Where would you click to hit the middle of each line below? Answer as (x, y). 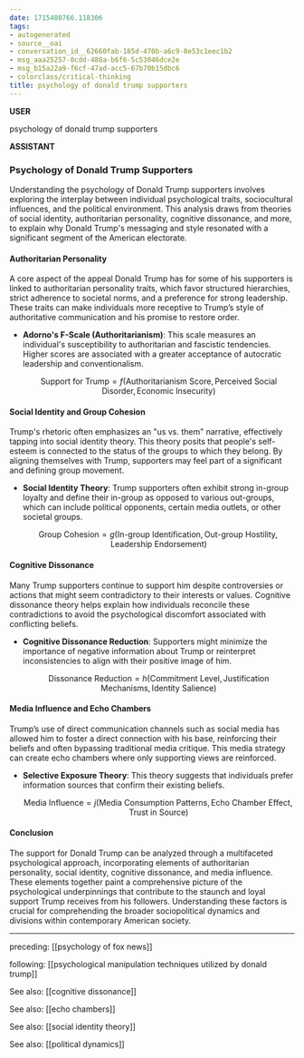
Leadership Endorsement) (159, 544)
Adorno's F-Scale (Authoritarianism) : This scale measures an (139, 335)
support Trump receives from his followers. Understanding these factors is (148, 901)
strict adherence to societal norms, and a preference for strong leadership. (148, 298)
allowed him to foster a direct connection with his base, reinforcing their (143, 738)
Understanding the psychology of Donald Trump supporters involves (137, 189)
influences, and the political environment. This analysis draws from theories (151, 209)
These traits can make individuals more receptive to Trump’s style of (137, 308)
